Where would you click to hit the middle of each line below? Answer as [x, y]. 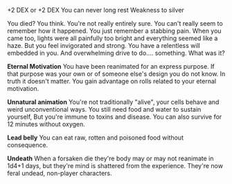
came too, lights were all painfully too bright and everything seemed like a [113, 38]
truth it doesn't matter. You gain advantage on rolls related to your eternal [112, 81]
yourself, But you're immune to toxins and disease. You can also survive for [115, 117]
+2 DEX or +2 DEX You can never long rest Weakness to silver [96, 10]
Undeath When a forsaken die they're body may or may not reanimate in [110, 158]
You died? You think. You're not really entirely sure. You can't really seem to [115, 23]
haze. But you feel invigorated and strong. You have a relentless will [104, 45]
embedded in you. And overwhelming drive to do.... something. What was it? [116, 53]
